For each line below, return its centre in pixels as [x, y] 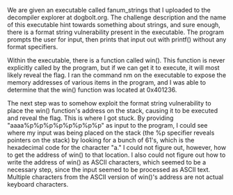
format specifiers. [33, 47]
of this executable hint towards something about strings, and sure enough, [114, 25]
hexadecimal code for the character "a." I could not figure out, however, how [117, 147]
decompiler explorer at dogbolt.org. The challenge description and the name [117, 17]
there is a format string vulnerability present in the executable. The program [116, 32]
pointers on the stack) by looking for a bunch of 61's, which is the [101, 140]
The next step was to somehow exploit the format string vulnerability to [109, 103]
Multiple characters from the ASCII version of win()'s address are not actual [115, 177]
